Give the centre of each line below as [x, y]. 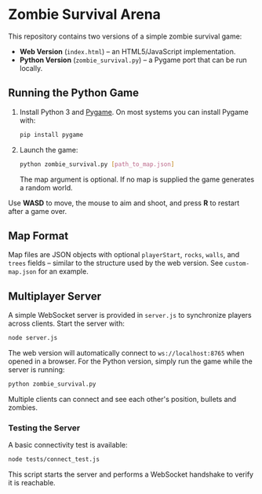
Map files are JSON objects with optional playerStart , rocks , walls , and [124, 255]
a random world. [46, 187]
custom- [237, 264]
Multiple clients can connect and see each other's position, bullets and [122, 399]
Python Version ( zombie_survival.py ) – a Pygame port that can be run [133, 60]
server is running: [36, 370]
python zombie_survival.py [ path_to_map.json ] [97, 164]
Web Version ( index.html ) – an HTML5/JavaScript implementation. [127, 51]
